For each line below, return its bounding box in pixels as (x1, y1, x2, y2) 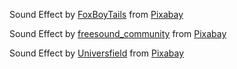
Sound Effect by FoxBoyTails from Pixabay (9, 9, 184, 20)
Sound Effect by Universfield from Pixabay (9, 47, 185, 59)
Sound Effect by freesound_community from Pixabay (9, 28, 227, 39)
